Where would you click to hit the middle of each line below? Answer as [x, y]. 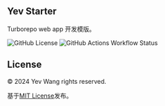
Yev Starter [32, 11]
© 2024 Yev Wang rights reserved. [57, 81]
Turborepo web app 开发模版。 [51, 29]
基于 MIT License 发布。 [40, 96]
